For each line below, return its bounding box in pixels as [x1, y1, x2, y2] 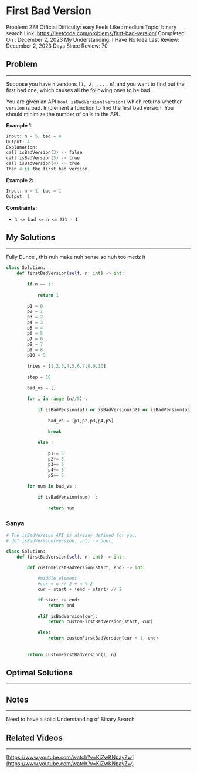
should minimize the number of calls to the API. [6, 110, 120, 117]
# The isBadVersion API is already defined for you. [6, 533, 138, 539]
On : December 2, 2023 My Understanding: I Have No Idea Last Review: [6, 36, 180, 43]
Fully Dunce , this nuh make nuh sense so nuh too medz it [6, 254, 145, 261]
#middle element [37, 576, 77, 582]
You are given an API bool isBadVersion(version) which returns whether [6, 98, 182, 105]
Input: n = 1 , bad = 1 [6, 188, 62, 194]
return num [47, 505, 75, 511]
